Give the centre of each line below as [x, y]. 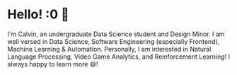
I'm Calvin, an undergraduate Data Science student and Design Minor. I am [116, 34]
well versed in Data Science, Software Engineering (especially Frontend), [114, 41]
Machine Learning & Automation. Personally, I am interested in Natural [109, 49]
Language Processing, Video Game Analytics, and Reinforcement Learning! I [119, 57]
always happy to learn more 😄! [53, 64]
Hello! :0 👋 [38, 15]
